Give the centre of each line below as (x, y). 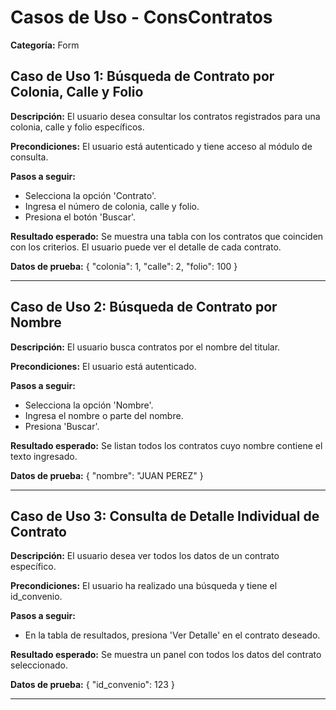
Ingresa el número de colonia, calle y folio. (112, 206)
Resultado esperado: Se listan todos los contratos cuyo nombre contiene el (166, 445)
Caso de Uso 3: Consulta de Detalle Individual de (165, 516)
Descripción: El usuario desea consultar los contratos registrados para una (165, 116)
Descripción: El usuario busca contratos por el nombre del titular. (145, 347)
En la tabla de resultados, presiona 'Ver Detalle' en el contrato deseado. (172, 635)
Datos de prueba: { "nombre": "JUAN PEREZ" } (107, 475)
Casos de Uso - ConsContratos (141, 17)
